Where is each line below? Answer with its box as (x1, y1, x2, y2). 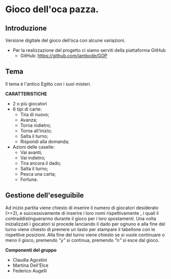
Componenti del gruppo (5, 247, 57, 253)
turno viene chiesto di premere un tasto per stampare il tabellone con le (5, 226, 155, 232)
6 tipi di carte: (12, 106, 42, 112)
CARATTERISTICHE (5, 91, 47, 97)
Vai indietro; (20, 154, 46, 161)
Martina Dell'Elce (12, 262, 49, 268)
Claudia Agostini (12, 257, 47, 263)
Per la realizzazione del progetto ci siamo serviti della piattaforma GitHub (12, 47, 166, 53)
